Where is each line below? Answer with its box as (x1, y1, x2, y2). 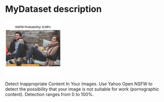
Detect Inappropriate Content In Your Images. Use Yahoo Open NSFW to (5, 81, 153, 87)
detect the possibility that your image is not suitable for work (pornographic (5, 86, 160, 92)
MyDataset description (5, 3, 102, 15)
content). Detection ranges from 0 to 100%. (5, 91, 94, 97)
